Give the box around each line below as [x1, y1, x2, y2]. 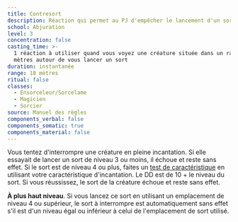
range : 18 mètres [7, 69, 59, 76]
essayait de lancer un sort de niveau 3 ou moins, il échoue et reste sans [7, 156, 217, 164]
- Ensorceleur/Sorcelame [13, 89, 87, 96]
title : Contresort [7, 10, 62, 18]
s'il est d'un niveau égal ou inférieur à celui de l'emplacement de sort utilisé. [7, 206, 229, 216]
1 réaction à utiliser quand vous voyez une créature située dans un [13, 50, 223, 57]
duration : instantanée [7, 63, 74, 70]
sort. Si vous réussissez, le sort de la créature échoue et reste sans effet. [7, 178, 221, 187]
